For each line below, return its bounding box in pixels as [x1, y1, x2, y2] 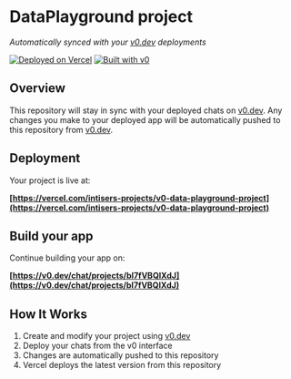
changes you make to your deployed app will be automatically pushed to [9, 114, 281, 125]
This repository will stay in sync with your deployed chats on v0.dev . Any [9, 105, 283, 116]
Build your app [9, 228, 94, 243]
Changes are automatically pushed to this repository [22, 350, 219, 361]
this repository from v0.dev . [9, 124, 114, 135]
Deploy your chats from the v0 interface [22, 340, 173, 352]
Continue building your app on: [9, 252, 125, 263]
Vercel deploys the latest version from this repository [22, 360, 222, 371]
